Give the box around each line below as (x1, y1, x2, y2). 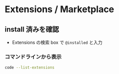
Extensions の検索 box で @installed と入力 (12, 40, 103, 45)
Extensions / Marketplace (5, 4, 114, 15)
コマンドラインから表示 (5, 53, 62, 60)
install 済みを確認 (5, 25, 59, 33)
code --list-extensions (5, 65, 55, 70)
